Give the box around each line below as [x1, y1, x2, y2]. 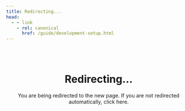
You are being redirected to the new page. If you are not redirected [18, 92, 180, 99]
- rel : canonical [16, 25, 59, 31]
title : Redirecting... [6, 8, 62, 15]
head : [6, 14, 19, 20]
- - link [11, 19, 33, 25]
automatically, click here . [68, 98, 129, 106]
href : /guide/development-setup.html [21, 31, 115, 36]
